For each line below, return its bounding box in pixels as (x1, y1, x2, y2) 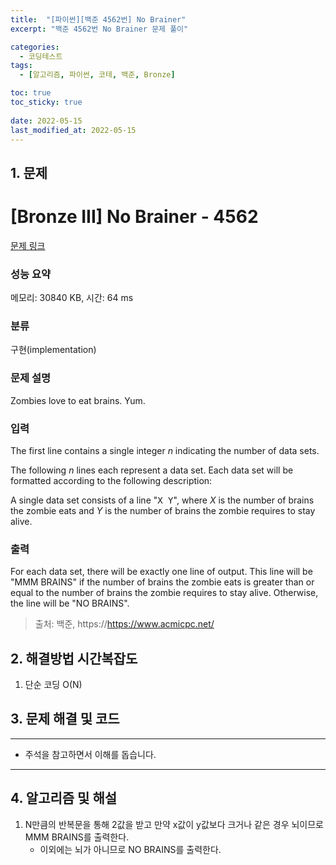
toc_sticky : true (10, 97, 83, 107)
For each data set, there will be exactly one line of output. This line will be (10, 566, 313, 578)
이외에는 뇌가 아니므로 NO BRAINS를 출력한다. (39, 843, 222, 855)
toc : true (10, 88, 52, 98)
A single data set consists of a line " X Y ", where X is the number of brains (10, 494, 315, 506)
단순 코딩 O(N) (24, 679, 83, 690)
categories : (10, 42, 60, 52)
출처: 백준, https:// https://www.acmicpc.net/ (34, 618, 215, 630)
